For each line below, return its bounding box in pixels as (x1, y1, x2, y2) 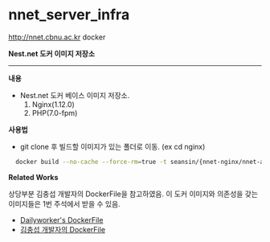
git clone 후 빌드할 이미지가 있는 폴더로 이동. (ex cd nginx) (19, 142, 206, 151)
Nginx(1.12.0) (31, 99, 75, 109)
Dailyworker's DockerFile (19, 215, 104, 224)
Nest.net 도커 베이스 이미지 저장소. (19, 90, 130, 100)
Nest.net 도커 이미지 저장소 (8, 48, 95, 58)
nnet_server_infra (8, 6, 130, 24)
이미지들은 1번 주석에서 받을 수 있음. (8, 199, 121, 208)
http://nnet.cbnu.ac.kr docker (8, 32, 106, 42)
